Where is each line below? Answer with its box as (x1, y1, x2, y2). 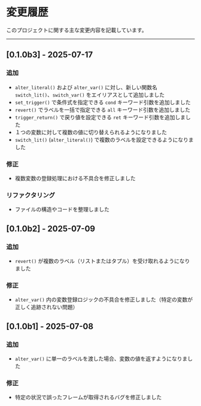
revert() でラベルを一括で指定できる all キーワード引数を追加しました (14, 106, 191, 113)
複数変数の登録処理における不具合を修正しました (14, 174, 136, 181)
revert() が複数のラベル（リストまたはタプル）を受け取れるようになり (14, 257, 190, 264)
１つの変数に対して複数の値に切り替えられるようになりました (14, 128, 167, 135)
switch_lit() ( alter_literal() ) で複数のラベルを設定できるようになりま (14, 136, 194, 143)
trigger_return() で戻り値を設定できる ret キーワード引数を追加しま (14, 113, 186, 120)
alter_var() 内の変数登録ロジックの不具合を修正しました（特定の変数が (14, 296, 193, 303)
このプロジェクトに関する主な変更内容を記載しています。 (6, 26, 148, 34)
